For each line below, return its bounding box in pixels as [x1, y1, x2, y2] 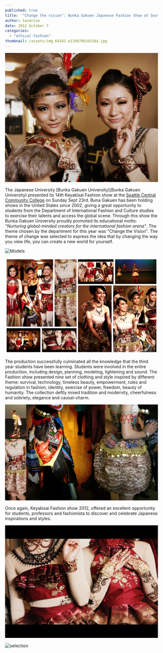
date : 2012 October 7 [5, 23, 49, 28]
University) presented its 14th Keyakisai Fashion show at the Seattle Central [5, 192, 156, 198]
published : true [5, 8, 38, 13]
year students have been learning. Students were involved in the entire [5, 364, 147, 370]
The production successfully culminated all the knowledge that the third [5, 358, 149, 365]
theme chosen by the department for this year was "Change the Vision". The [5, 228, 158, 234]
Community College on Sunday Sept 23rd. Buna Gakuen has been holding [5, 197, 153, 203]
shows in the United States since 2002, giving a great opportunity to [5, 203, 142, 208]
